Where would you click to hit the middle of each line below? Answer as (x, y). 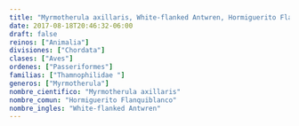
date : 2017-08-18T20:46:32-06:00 (71, 26)
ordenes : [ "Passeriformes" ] (61, 67)
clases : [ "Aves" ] (41, 59)
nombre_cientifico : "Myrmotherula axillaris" (95, 91)
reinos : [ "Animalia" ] (49, 42)
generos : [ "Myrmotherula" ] (59, 83)
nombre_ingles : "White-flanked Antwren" (85, 108)
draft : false (33, 34)
